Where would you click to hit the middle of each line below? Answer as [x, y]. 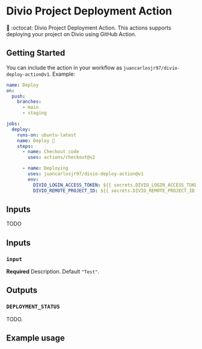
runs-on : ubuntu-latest [47, 135]
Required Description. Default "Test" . [53, 271]
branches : [29, 102]
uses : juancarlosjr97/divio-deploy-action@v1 [86, 174]
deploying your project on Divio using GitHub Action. [71, 34]
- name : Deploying [45, 168]
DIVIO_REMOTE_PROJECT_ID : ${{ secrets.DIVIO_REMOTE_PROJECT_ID [114, 191]
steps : [25, 146]
